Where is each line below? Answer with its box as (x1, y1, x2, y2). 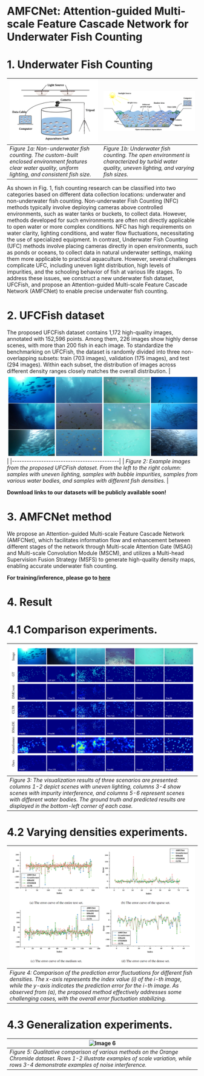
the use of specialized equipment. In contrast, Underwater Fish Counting (7, 235, 188, 243)
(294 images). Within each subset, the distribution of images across (7, 361, 176, 368)
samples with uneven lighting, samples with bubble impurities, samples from (7, 470, 198, 477)
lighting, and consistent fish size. (9, 171, 91, 178)
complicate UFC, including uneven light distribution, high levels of (7, 261, 171, 269)
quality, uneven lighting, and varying (103, 164, 194, 172)
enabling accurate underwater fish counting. (7, 562, 118, 570)
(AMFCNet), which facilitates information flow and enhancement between (7, 536, 191, 543)
